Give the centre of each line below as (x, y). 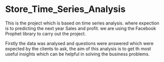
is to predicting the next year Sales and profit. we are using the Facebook (81, 28)
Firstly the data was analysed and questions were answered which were (79, 43)
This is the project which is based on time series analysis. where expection (82, 23)
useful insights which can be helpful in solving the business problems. (77, 54)
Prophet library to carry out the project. (45, 33)
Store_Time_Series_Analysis (65, 9)
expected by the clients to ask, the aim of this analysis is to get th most (78, 48)
